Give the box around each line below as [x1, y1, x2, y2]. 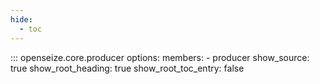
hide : [10, 14, 33, 25]
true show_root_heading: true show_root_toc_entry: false [10, 62, 245, 74]
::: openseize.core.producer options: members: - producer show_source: [10, 51, 310, 63]
